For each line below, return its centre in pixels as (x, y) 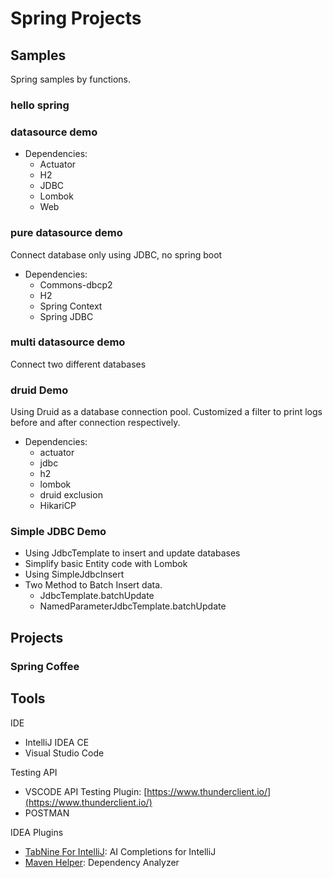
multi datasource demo (68, 342)
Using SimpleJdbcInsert (74, 574)
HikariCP (58, 506)
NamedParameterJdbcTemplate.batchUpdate (133, 606)
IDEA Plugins (37, 832)
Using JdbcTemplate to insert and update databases (132, 553)
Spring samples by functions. (71, 79)
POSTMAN (47, 813)
